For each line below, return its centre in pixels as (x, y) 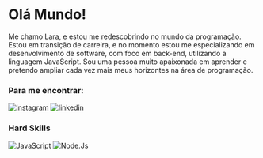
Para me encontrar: (46, 90)
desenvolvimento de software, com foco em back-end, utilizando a (118, 53)
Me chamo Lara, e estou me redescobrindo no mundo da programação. (125, 36)
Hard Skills (29, 128)
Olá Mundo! (48, 15)
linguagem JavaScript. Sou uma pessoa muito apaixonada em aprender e (128, 62)
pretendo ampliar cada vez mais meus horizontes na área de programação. (131, 70)
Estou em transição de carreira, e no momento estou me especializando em (131, 44)
